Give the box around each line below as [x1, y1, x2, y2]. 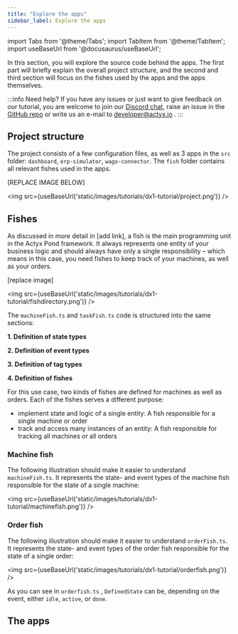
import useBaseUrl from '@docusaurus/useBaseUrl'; [7, 44, 161, 53]
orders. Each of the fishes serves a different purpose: [7, 395, 164, 404]
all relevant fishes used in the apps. [7, 165, 112, 173]
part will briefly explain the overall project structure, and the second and [7, 66, 219, 74]
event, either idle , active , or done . [7, 594, 108, 603]
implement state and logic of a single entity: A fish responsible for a [17, 409, 215, 418]
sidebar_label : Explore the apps [7, 17, 107, 24]
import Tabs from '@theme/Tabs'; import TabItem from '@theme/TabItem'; [7, 36, 226, 45]
